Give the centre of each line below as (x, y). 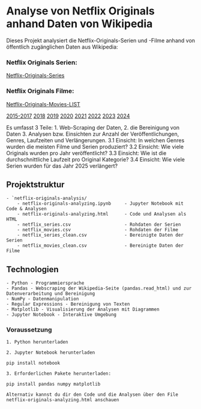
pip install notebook (33, 363)
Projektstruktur (35, 184)
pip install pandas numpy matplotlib (53, 384)
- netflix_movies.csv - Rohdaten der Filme (98, 230)
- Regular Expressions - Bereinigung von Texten (68, 304)
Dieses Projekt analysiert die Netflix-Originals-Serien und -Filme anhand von (101, 40)
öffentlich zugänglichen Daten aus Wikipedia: (62, 47)
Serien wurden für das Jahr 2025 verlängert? (62, 166)
